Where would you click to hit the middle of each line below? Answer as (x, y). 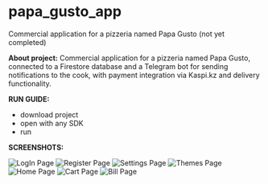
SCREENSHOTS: (36, 147)
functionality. (30, 84)
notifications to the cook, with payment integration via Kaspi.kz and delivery (134, 75)
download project (49, 114)
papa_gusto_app (65, 12)
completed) (27, 42)
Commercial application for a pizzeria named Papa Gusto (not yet (117, 34)
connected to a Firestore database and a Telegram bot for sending (118, 66)
